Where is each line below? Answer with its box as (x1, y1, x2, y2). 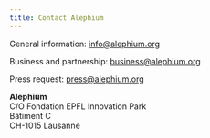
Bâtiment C (9, 110, 52, 121)
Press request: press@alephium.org (9, 74, 144, 84)
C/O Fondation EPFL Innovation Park (9, 101, 147, 112)
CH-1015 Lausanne (9, 120, 80, 131)
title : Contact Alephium (9, 13, 104, 23)
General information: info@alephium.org (9, 38, 161, 49)
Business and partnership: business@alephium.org (9, 55, 201, 66)
